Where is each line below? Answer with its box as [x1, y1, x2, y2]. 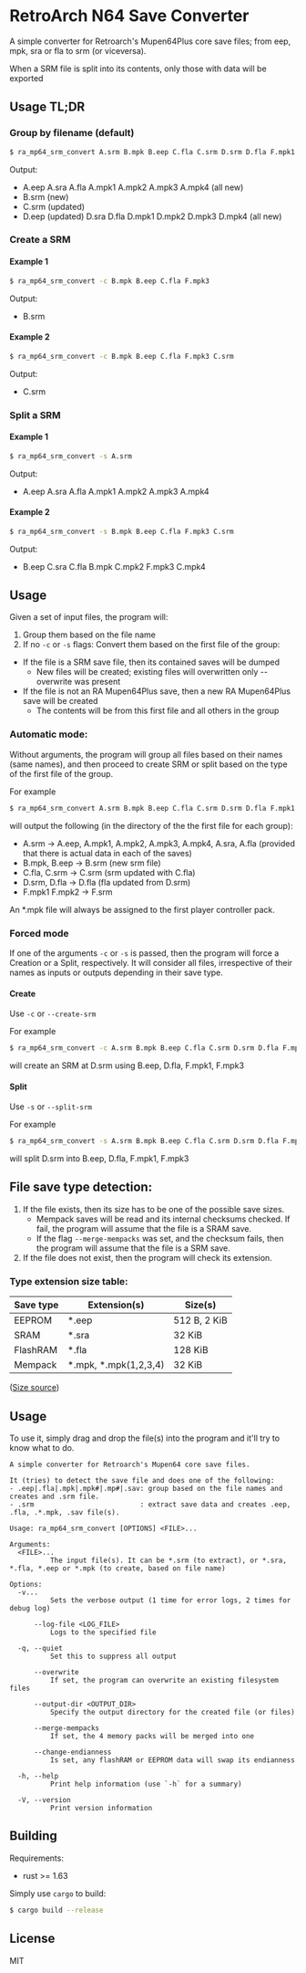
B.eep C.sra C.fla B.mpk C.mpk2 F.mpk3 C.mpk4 [22, 561, 207, 572]
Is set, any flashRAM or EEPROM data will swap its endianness [49, 1756, 296, 1765]
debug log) [9, 1604, 51, 1613]
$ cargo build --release [9, 1905, 104, 1915]
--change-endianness [33, 1747, 112, 1758]
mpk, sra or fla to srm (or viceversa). [9, 45, 147, 56]
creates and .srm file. [9, 1492, 100, 1502]
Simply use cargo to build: [9, 1887, 107, 1899]
